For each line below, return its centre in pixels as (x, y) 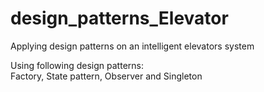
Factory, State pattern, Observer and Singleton (106, 76)
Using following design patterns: (77, 65)
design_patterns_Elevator (119, 18)
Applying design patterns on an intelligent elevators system (132, 46)
